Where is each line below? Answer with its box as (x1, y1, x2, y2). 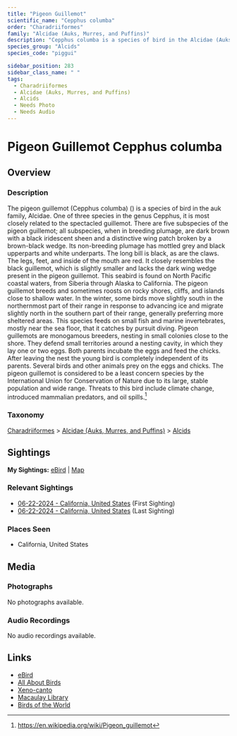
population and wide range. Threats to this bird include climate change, (7, 384, 214, 392)
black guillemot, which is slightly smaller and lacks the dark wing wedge (7, 264, 217, 272)
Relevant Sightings (7, 483, 74, 493)
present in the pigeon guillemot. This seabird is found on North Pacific (7, 271, 212, 279)
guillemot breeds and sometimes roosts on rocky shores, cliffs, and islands (7, 286, 225, 295)
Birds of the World (17, 700, 71, 709)
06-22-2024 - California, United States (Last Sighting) (17, 506, 175, 515)
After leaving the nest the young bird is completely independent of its (7, 354, 209, 362)
